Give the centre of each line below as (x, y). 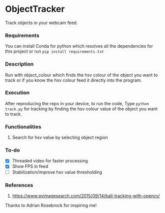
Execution (17, 93)
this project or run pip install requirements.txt (55, 51)
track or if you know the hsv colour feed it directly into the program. (74, 80)
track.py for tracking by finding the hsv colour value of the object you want (82, 109)
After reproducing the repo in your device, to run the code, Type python (77, 103)
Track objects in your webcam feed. (41, 23)
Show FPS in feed (30, 166)
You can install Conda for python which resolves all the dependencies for (79, 46)
